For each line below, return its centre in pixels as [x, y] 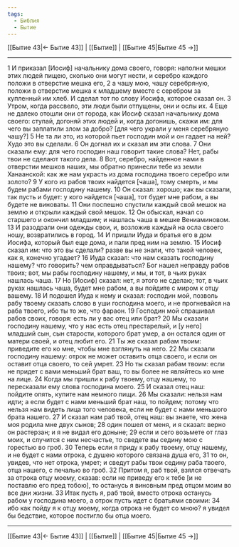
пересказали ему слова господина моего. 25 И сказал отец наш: [106, 387]
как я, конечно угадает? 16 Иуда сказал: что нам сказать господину [111, 258]
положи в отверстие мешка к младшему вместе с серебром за [104, 91]
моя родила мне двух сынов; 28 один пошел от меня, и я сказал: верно [117, 425]
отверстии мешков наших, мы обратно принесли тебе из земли [105, 167]
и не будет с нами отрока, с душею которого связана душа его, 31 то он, [118, 455]
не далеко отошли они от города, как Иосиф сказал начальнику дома [113, 114]
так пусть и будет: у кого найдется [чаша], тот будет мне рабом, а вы [113, 197]
